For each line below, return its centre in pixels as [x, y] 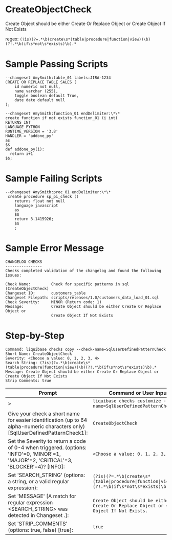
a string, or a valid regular [39, 481]
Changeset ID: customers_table [46, 293]
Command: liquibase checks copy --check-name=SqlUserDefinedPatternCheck [86, 349]
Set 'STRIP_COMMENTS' [38, 524]
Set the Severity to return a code [47, 441]
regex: [12, 39]
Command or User [132, 393]
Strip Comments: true [28, 380]
